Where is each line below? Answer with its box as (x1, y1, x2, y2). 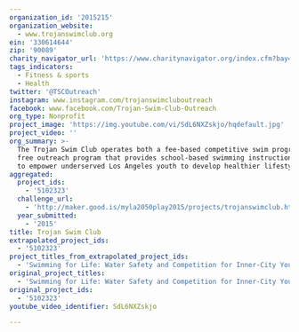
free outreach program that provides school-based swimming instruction (17, 153, 293, 162)
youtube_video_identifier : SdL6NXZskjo (9, 302, 158, 311)
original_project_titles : (9, 269, 105, 278)
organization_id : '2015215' (9, 12, 114, 22)
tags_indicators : (9, 63, 74, 72)
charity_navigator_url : (9, 54, 98, 63)
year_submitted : (17, 210, 77, 220)
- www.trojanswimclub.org (17, 29, 114, 38)
